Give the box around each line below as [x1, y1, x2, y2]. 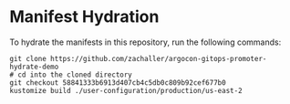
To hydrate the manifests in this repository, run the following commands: [9, 36, 282, 47]
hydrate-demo [9, 62, 59, 71]
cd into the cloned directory [17, 70, 132, 79]
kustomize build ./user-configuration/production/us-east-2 [9, 86, 243, 95]
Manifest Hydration [9, 6, 160, 27]
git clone [9, 54, 47, 63]
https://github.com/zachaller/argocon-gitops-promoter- [49, 54, 267, 63]
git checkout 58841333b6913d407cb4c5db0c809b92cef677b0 [9, 78, 226, 88]
